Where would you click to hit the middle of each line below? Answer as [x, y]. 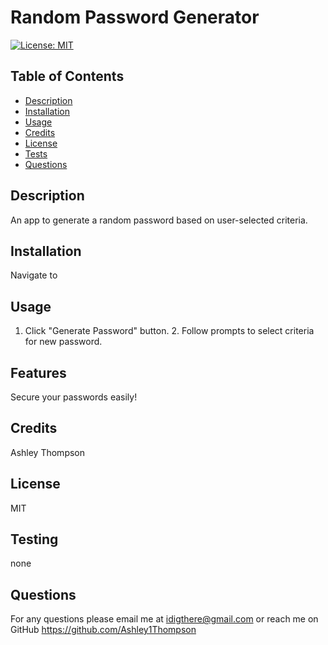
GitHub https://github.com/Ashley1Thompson [103, 630]
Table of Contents [67, 76]
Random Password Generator [135, 17]
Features [38, 372]
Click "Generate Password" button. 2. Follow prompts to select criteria [169, 331]
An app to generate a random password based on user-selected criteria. [159, 220]
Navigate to [34, 275]
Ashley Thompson [48, 452]
